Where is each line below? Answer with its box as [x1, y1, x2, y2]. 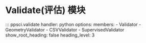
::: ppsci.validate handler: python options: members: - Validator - [5, 21, 141, 27]
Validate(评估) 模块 [5, 4, 86, 16]
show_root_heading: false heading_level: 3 [5, 32, 95, 38]
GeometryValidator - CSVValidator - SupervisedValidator [5, 26, 125, 32]
